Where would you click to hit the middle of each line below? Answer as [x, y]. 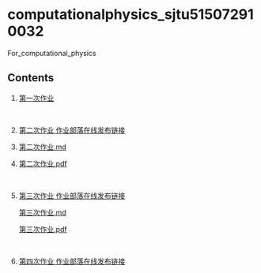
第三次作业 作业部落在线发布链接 [72, 196]
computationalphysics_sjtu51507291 [130, 15]
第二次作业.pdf [43, 163]
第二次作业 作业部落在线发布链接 [72, 130]
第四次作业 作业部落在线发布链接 [72, 261]
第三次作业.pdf [43, 229]
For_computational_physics [52, 53]
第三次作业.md [42, 212]
